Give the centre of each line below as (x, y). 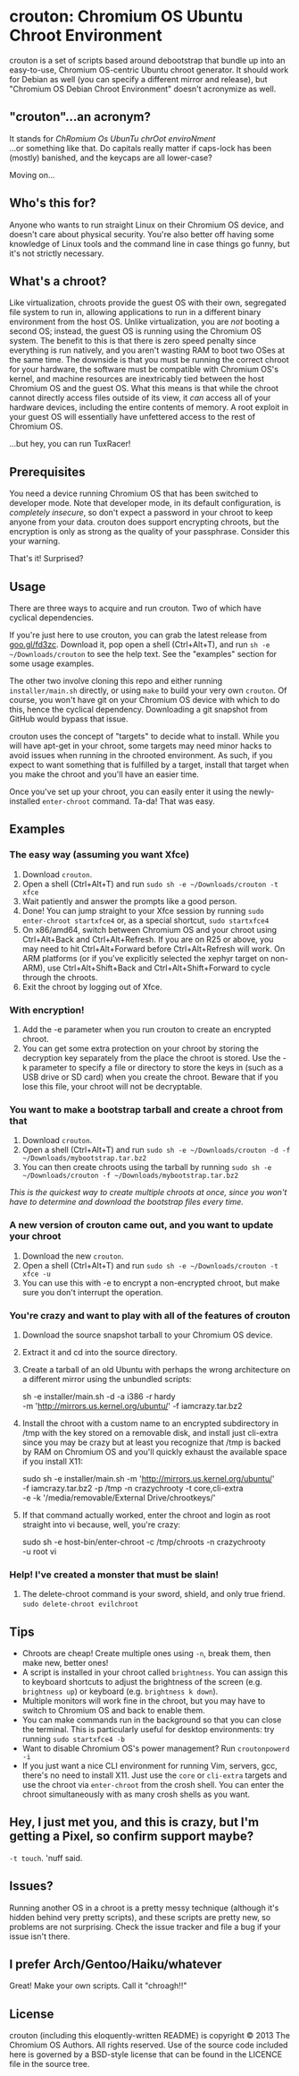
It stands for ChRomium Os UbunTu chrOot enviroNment (112, 138)
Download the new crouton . (73, 1256)
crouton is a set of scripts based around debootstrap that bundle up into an (147, 60)
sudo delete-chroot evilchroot (80, 1604)
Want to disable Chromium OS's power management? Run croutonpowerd (156, 1748)
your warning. (35, 541)
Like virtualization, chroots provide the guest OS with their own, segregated (148, 303)
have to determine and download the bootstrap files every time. (126, 1202)
